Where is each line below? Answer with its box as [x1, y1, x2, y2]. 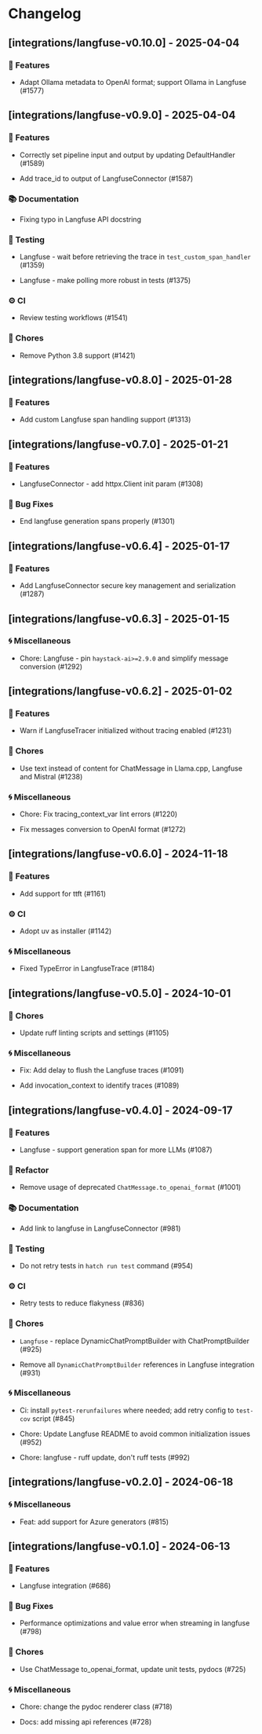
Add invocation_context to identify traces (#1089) [19, 1081, 180, 1090]
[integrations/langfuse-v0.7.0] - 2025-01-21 [8, 437, 229, 451]
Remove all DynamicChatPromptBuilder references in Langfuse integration [19, 1360, 255, 1369]
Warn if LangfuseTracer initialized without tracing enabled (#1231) [19, 726, 232, 735]
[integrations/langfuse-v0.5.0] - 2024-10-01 [8, 986, 231, 1000]
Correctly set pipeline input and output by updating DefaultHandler [19, 150, 235, 160]
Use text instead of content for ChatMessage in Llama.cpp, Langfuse [19, 764, 243, 773]
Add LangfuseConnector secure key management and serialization [19, 581, 236, 591]
